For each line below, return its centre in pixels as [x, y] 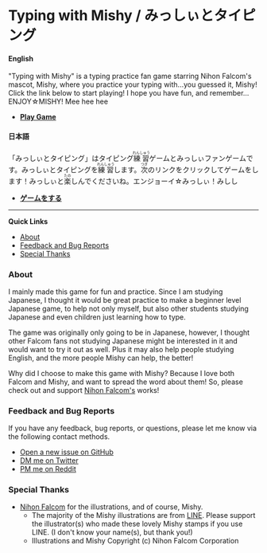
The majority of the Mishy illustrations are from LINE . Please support [143, 516]
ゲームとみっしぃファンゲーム [197, 158]
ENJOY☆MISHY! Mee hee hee [58, 102]
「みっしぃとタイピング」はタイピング [71, 158]
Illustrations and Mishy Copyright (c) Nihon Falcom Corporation [135, 541]
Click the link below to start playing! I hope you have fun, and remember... [129, 93]
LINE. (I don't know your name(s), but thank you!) [112, 532]
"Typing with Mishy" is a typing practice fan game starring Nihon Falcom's [130, 76]
